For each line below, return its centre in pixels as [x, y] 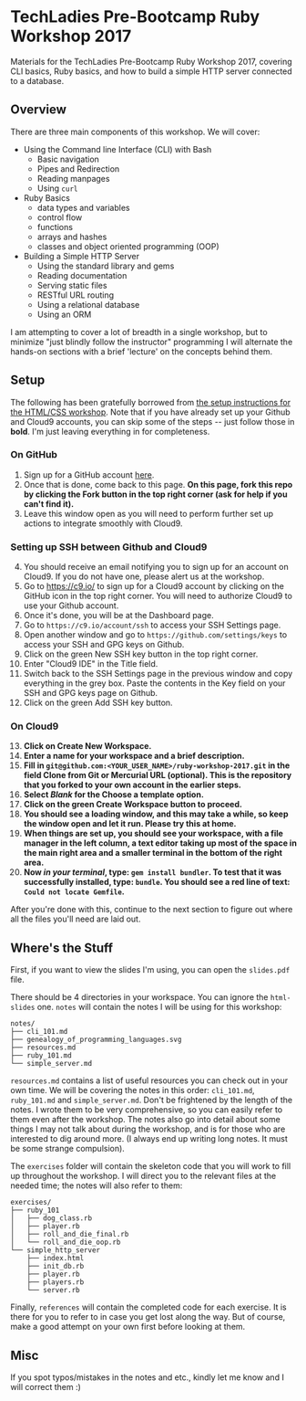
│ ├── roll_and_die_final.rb [70, 1235]
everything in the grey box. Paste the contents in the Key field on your [154, 683]
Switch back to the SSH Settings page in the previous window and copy [158, 674]
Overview [39, 110]
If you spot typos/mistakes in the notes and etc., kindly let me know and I [148, 1377]
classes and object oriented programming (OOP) [128, 246]
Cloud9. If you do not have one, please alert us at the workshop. [144, 576]
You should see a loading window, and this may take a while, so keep [156, 814]
